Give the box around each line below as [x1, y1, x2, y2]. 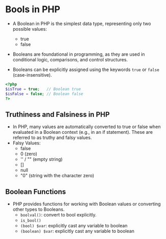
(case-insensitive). [12, 71, 52, 78]
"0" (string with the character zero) [20, 173, 94, 179]
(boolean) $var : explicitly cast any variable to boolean [20, 228, 134, 234]
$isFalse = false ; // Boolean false [5, 91, 83, 97]
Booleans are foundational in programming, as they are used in [12, 51, 145, 57]
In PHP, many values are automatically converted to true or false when [12, 124, 161, 130]
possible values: [12, 26, 47, 32]
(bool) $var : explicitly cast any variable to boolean [20, 223, 128, 229]
